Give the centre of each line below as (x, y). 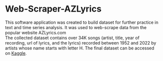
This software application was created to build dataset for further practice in (82, 22)
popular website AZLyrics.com (36, 32)
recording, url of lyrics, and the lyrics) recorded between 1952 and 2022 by (81, 43)
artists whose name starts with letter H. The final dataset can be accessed (80, 48)
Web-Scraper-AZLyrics (53, 9)
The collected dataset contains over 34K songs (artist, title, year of (72, 38)
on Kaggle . (16, 53)
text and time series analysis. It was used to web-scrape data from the (76, 27)
